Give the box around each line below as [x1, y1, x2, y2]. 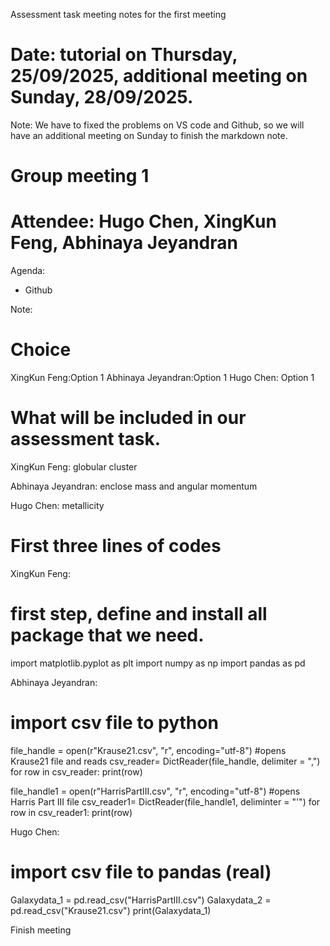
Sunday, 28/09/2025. [10, 86, 194, 109]
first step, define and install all [10, 603, 268, 626]
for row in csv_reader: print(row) [10, 765, 143, 778]
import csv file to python [10, 712, 219, 734]
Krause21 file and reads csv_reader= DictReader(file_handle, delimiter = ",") [10, 755, 321, 767]
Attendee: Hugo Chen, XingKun [10, 210, 277, 233]
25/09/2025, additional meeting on [10, 65, 308, 88]
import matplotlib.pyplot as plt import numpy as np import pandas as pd [10, 657, 306, 669]
